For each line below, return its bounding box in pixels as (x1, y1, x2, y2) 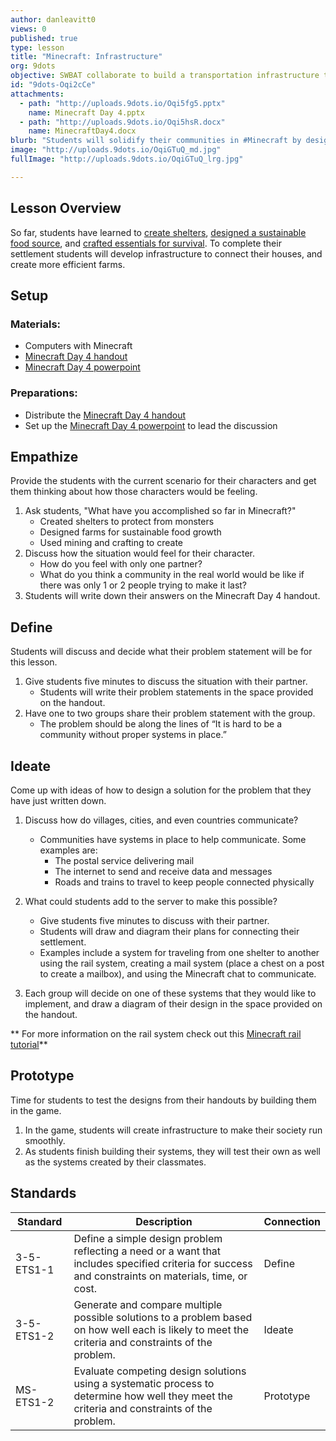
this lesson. (10, 656, 58, 668)
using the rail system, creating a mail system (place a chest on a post (39, 957, 325, 969)
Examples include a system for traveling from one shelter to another (39, 946, 320, 958)
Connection (263, 1214, 321, 1228)
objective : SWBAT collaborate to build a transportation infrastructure (10, 71, 320, 81)
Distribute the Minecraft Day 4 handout (24, 409, 187, 421)
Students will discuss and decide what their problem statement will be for (10, 646, 313, 658)
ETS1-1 (15, 1262, 55, 1276)
